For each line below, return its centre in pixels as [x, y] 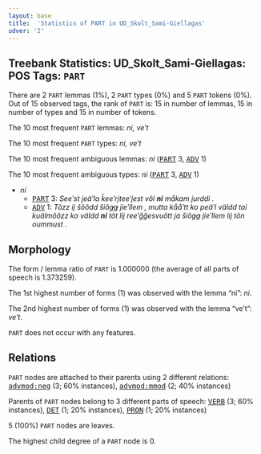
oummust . [50, 224]
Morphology [40, 249]
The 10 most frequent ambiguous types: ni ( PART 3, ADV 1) [104, 174]
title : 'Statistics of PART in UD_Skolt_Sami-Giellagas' [107, 23]
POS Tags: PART [47, 76]
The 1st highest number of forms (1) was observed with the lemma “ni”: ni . [130, 293]
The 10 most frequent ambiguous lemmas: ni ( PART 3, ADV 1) [107, 159]
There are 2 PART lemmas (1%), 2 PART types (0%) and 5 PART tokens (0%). [130, 95]
